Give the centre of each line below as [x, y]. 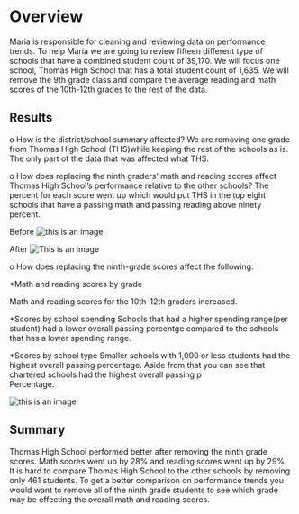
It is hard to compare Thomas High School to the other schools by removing [150, 471]
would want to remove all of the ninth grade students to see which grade [144, 490]
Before [22, 231]
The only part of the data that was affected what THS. [109, 158]
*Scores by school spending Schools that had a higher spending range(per [149, 319]
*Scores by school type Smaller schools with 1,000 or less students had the [150, 355]
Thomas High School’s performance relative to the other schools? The [139, 185]
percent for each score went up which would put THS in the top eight [138, 194]
